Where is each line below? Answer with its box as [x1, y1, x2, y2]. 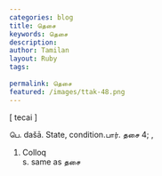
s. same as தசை [21, 156, 81, 167]
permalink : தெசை [9, 79, 73, 88]
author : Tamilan [9, 46, 69, 55]
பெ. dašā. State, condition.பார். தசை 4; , [9, 129, 154, 140]
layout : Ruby [9, 54, 58, 63]
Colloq [21, 147, 47, 157]
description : [9, 37, 58, 47]
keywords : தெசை [9, 29, 69, 38]
